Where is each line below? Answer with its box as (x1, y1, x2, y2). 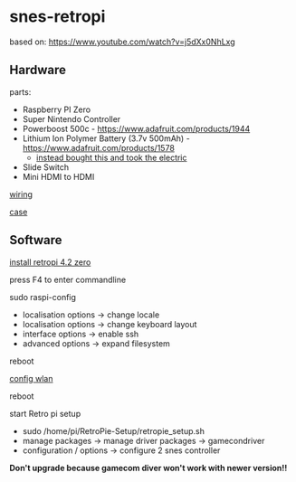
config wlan (9, 373, 53, 383)
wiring (9, 188, 33, 200)
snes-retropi (9, 6, 106, 27)
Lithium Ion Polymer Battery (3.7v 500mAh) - (22, 133, 190, 144)
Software (9, 232, 62, 248)
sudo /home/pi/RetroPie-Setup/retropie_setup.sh (22, 425, 205, 436)
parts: (9, 86, 32, 97)
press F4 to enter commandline (9, 274, 127, 285)
